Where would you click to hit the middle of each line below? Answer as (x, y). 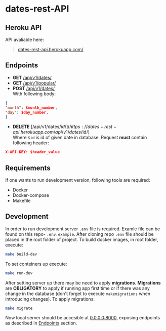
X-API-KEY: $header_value (32, 152)
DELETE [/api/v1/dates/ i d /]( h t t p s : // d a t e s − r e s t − (65, 127)
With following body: (34, 94)
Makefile (22, 201)
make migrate (19, 308)
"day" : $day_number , (27, 112)
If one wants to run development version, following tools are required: (78, 180)
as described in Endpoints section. (41, 323)
